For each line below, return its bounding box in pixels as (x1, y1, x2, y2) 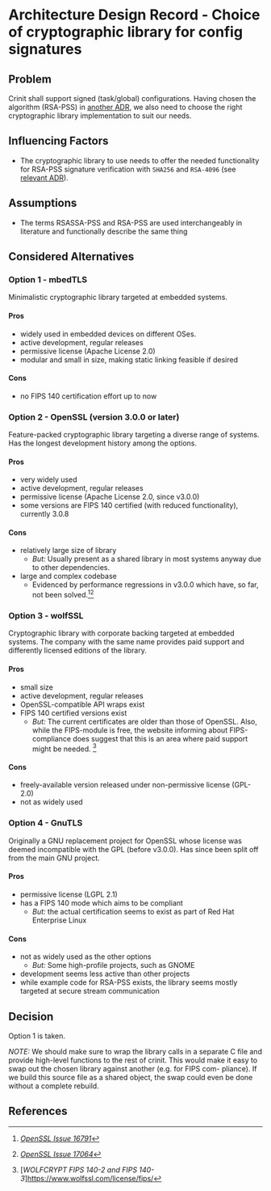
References (8, 1104, 68, 1118)
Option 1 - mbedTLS (8, 273, 88, 285)
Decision (8, 1009, 54, 1024)
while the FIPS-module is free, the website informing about (31, 725, 228, 735)
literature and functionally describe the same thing (19, 226, 188, 236)
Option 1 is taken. (8, 1031, 66, 1041)
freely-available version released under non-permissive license (19, 780, 231, 790)
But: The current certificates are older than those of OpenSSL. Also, (31, 716, 258, 726)
